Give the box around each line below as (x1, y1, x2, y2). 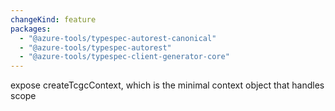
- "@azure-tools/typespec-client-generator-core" (19, 52, 230, 62)
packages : (10, 24, 52, 34)
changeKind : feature (10, 14, 97, 25)
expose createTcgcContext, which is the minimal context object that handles (10, 79, 325, 91)
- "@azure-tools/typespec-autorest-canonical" (19, 33, 217, 43)
